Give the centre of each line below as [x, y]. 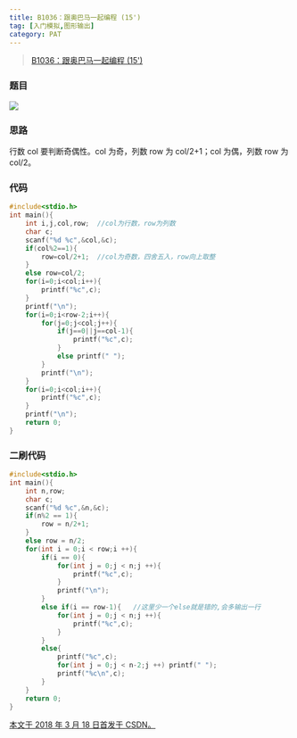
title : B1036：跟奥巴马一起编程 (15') [75, 17]
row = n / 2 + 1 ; [66, 524]
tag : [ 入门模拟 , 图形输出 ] [52, 26]
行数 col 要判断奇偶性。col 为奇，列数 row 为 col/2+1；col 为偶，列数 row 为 [149, 151]
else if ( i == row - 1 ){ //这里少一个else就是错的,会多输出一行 [151, 608]
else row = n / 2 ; [56, 541]
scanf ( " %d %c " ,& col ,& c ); [71, 240]
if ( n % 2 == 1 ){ [51, 516]
